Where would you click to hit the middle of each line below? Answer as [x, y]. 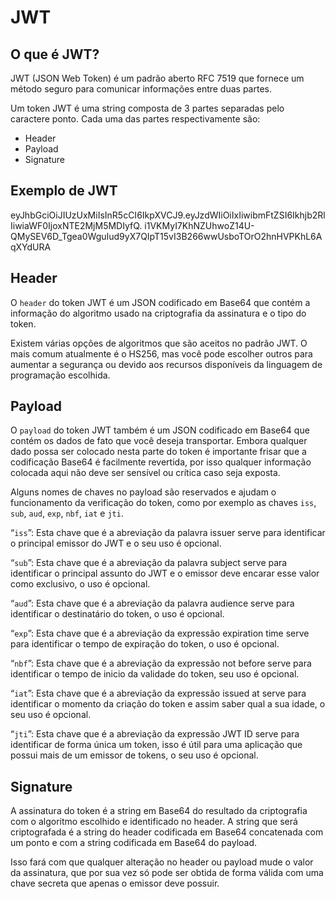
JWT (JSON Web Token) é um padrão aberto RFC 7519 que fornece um [157, 78]
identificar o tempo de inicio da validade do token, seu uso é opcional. [155, 674]
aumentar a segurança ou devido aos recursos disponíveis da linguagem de [166, 364]
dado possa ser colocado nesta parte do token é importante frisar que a [158, 452]
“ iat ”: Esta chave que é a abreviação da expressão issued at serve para [158, 693]
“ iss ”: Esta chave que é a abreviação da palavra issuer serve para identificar [168, 533]
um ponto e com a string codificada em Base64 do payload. [134, 843]
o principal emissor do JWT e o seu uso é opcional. [116, 543]
